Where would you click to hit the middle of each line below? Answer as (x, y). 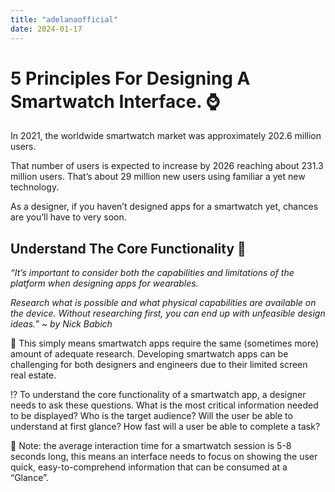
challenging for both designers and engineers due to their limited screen (159, 365)
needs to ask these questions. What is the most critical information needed (164, 405)
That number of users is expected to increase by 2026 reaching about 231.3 (167, 166)
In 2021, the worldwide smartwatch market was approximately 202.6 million (166, 136)
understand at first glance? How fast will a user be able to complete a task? (165, 427)
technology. (35, 187)
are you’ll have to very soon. (68, 217)
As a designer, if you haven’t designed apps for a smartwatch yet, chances (164, 207)
